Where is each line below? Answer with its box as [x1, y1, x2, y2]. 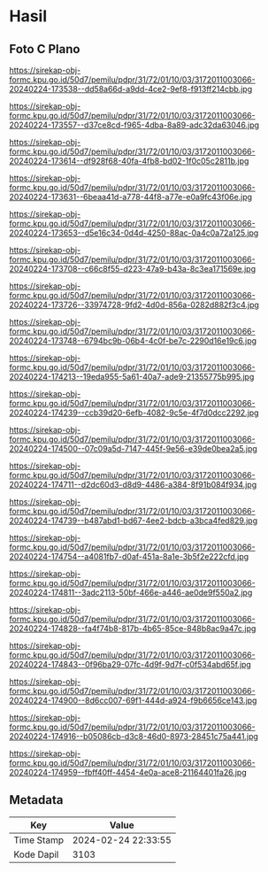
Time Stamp [13, 834, 65, 846]
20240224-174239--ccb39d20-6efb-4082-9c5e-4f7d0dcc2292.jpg [9, 407, 259, 418]
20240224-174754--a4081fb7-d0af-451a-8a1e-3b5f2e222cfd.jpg [9, 552, 249, 561]
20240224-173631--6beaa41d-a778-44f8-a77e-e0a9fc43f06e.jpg [9, 192, 253, 202]
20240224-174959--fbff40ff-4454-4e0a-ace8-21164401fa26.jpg [9, 768, 247, 777]
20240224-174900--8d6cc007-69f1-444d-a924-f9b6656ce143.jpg [9, 695, 257, 706]
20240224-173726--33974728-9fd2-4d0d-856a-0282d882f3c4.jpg [9, 299, 259, 310]
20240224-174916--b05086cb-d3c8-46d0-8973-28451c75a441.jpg [9, 731, 259, 741]
